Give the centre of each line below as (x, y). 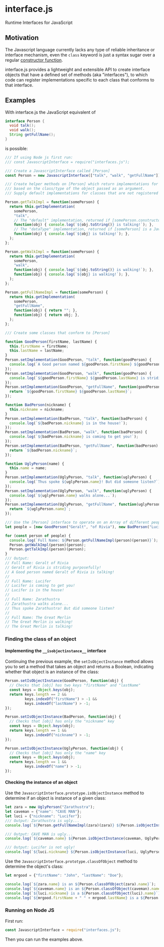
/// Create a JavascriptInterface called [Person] (58, 171)
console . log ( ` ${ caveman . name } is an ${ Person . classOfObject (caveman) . (78, 889)
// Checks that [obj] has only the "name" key (58, 753)
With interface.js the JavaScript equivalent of (51, 112)
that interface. (19, 85)
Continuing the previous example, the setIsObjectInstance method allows (79, 661)
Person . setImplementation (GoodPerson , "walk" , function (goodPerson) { (78, 373)
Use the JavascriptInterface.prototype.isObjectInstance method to (75, 793)
